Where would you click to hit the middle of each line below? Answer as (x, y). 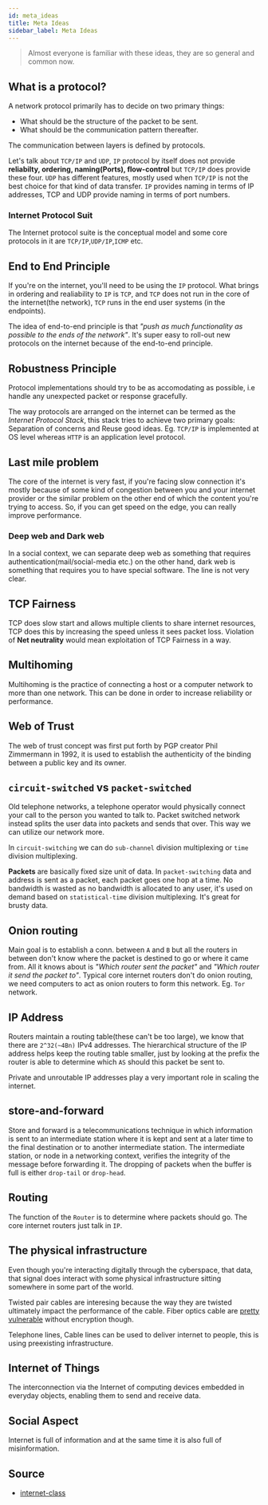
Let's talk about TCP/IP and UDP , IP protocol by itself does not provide (122, 161)
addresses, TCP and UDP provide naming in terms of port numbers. (119, 195)
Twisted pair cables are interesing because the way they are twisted (120, 1302)
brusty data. (28, 906)
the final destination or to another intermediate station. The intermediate (127, 1147)
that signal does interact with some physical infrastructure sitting (115, 1278)
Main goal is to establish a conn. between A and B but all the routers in (123, 950)
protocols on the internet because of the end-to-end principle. (111, 343)
